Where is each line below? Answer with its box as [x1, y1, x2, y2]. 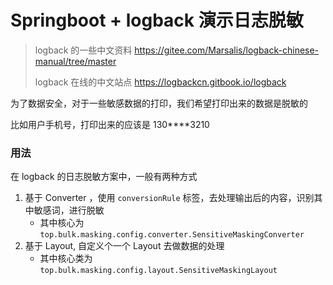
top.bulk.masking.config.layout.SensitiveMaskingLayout [39, 266, 278, 276]
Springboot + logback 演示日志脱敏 [10, 9, 304, 32]
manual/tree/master [34, 55, 117, 67]
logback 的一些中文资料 [34, 44, 133, 56]
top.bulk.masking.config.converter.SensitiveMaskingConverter [39, 230, 305, 240]
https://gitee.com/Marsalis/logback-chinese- [134, 44, 320, 56]
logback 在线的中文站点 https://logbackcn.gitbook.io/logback [34, 76, 287, 88]
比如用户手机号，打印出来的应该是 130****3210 [10, 118, 210, 130]
